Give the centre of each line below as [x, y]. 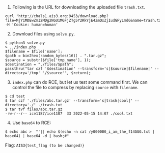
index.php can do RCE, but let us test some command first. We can [80, 82]
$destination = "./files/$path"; [39, 64]
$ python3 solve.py [25, 43]
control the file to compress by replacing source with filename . [75, 87]
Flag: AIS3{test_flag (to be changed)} [45, 145]
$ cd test [15, 96]
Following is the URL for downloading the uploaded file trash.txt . [79, 7]
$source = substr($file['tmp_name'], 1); [48, 60]
